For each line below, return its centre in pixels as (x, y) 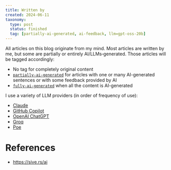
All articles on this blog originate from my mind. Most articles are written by (85, 48)
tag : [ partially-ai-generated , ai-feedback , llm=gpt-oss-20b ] (78, 34)
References (30, 148)
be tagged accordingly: (30, 59)
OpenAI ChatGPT (31, 116)
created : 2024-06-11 (27, 15)
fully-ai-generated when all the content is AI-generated (73, 86)
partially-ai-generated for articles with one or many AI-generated (84, 75)
